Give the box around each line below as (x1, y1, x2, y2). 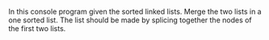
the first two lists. (8, 24, 66, 33)
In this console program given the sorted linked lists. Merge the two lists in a (8, 7, 262, 16)
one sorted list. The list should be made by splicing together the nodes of (8, 15, 252, 25)
